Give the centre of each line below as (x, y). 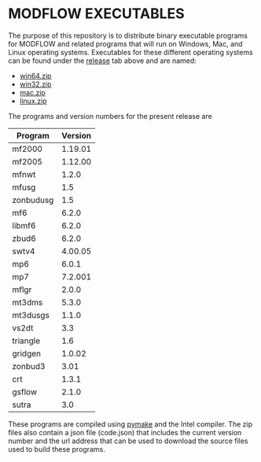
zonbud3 (29, 366)
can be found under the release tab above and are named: (102, 61)
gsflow (25, 392)
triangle (26, 341)
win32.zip (35, 84)
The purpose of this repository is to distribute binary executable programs (128, 35)
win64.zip (35, 76)
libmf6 (24, 225)
